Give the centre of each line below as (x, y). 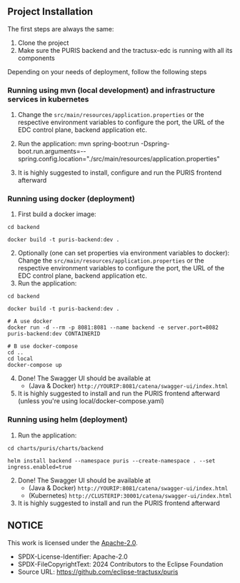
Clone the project (43, 43)
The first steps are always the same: (61, 29)
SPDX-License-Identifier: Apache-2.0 (72, 557)
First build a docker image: (57, 214)
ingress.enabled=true (40, 467)
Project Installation (50, 12)
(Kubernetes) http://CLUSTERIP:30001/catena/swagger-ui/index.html (130, 495)
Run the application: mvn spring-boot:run (78, 144)
